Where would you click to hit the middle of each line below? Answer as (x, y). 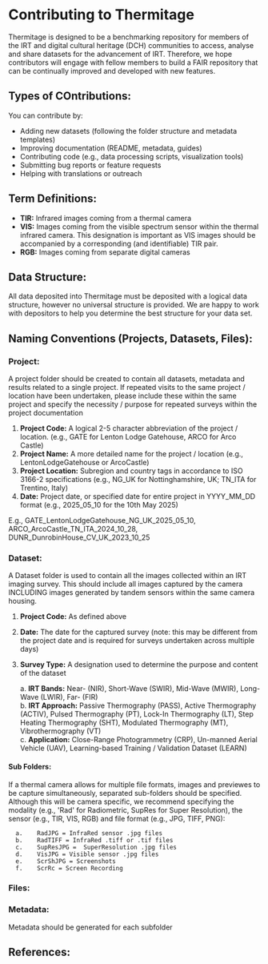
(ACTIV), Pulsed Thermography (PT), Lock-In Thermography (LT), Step (136, 714)
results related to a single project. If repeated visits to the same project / (127, 388)
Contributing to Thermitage (101, 15)
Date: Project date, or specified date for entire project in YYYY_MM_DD (138, 496)
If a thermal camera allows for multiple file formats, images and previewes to (134, 784)
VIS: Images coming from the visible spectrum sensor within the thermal (139, 227)
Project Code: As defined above (73, 617)
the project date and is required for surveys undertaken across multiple (137, 641)
